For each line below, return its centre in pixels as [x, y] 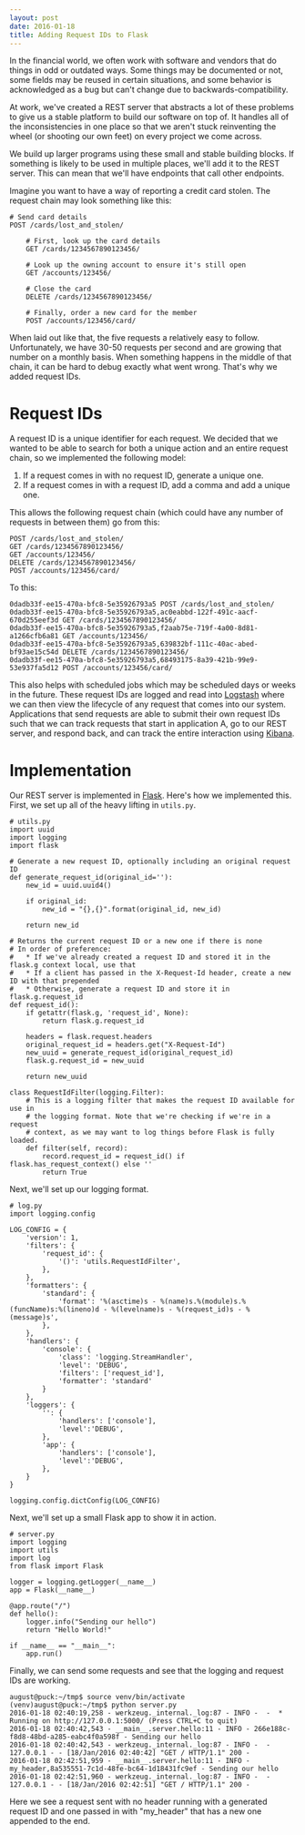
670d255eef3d [34, 620]
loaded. [24, 1141]
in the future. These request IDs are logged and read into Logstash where [147, 695]
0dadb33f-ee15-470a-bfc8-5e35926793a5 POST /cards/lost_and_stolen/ [142, 605]
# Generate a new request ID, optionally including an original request [150, 861]
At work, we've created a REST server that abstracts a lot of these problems [152, 107]
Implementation [71, 770]
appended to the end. [50, 1821]
